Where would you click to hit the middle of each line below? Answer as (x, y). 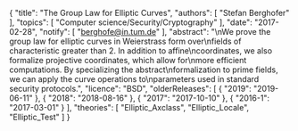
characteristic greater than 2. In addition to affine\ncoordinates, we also (141, 51)
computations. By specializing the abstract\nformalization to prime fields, (144, 70)
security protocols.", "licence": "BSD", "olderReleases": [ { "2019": (130, 89)
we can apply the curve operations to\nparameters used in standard (134, 79)
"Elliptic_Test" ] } (40, 117)
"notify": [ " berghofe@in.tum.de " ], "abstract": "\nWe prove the (155, 32)
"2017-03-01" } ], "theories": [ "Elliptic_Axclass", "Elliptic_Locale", (129, 107)
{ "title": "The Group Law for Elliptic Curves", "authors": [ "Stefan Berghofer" (149, 13)
